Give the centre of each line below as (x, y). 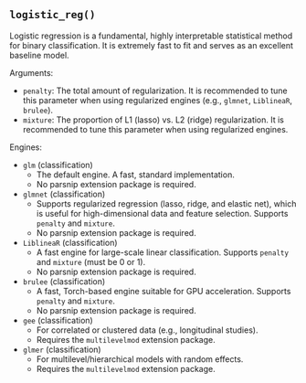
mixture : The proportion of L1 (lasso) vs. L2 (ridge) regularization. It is (153, 120)
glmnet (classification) (64, 194)
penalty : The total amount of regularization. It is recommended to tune (155, 90)
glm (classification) (58, 165)
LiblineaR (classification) (70, 242)
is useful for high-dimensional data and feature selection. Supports (162, 213)
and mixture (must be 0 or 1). (91, 261)
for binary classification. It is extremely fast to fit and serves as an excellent (152, 45)
